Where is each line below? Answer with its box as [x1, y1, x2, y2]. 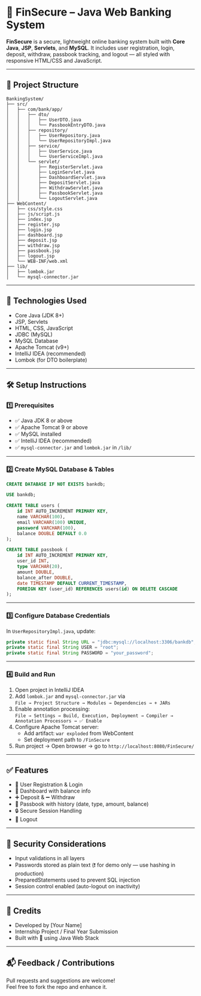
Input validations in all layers [14, 855, 85, 862]
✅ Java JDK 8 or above [14, 417, 73, 424]
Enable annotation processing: [14, 705, 90, 712]
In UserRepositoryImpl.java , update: [6, 627, 96, 634]
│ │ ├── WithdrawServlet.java [6, 185, 103, 191]
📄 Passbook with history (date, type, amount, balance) [14, 800, 149, 807]
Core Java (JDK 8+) [14, 311, 65, 319]
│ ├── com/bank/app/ [6, 106, 63, 113]
